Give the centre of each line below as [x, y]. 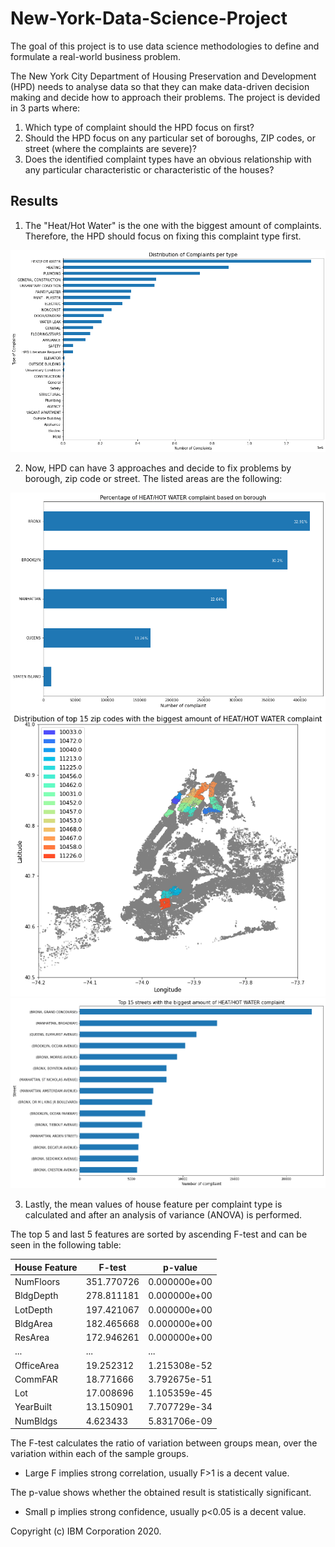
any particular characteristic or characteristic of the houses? [149, 169]
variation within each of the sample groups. [99, 1454]
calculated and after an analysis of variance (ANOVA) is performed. [163, 1215]
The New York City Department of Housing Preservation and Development [163, 76]
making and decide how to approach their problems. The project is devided [165, 97]
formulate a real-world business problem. [96, 56]
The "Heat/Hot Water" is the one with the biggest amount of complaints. [173, 225]
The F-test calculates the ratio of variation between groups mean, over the [164, 1443]
